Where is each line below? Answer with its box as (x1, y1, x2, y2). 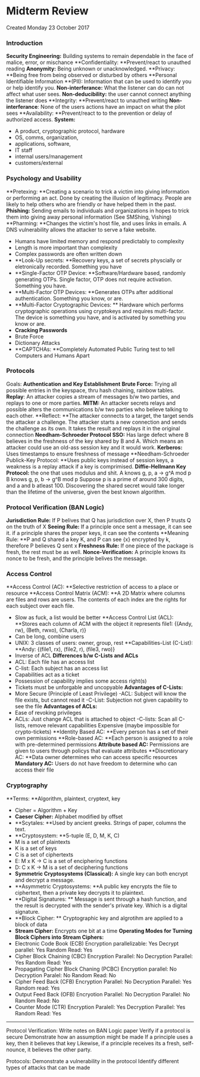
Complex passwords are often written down (14, 250, 122, 258)
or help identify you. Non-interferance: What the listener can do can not (6, 84, 185, 91)
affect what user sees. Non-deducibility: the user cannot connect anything (6, 91, 192, 98)
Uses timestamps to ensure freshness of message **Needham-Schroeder (6, 450, 189, 457)
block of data (14, 920, 48, 928)
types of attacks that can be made (6, 1064, 90, 1071)
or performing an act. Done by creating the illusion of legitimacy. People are (6, 194, 192, 201)
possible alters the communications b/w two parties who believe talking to (6, 405, 189, 413)
